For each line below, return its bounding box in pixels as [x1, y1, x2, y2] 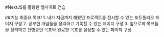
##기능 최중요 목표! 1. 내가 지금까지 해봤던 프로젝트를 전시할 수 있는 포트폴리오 [5, 15, 154, 20]
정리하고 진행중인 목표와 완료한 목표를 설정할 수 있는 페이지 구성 [10, 27, 132, 33]
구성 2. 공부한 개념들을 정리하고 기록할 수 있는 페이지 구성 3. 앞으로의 [14, 21, 146, 26]
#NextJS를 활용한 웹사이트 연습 [5, 4, 66, 10]
